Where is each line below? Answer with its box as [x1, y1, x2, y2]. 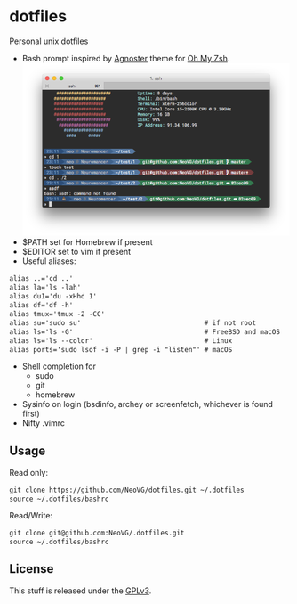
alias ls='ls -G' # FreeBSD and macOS [9, 327, 280, 336]
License [9, 561, 54, 576]
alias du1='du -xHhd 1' [9, 291, 98, 300]
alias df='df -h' [9, 300, 74, 309]
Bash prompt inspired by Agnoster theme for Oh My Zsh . [21, 53, 230, 63]
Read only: [9, 467, 49, 477]
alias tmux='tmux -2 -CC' [9, 309, 105, 318]
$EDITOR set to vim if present [21, 246, 132, 257]
